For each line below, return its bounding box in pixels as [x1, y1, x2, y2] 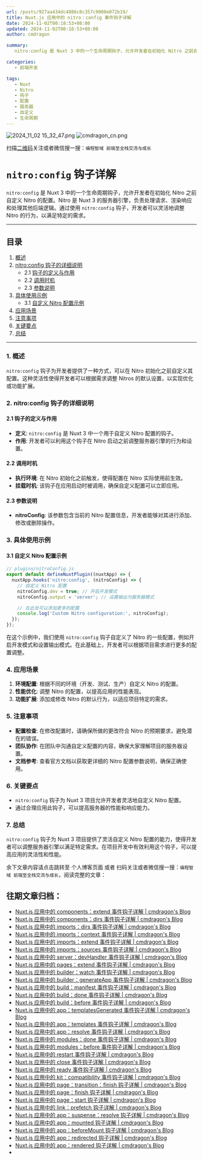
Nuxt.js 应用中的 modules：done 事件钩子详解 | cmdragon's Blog [14, 1036, 177, 1043]
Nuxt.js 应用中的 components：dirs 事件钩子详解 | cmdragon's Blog [14, 916, 183, 923]
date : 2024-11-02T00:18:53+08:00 [6, 20, 91, 26]
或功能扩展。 [6, 382, 38, 389]
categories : [6, 59, 36, 65]
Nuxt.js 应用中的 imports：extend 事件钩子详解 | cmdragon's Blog [14, 938, 179, 946]
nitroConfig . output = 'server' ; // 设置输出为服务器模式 [17, 594, 155, 600]
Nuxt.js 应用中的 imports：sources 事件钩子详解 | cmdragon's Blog [14, 946, 182, 953]
